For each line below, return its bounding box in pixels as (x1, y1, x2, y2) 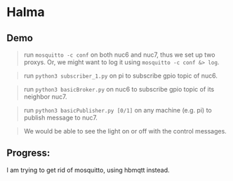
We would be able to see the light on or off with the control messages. (23, 127, 227, 135)
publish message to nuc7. (23, 113, 98, 122)
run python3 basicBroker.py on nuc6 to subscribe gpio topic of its (23, 85, 215, 93)
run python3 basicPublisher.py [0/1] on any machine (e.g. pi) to (23, 106, 212, 114)
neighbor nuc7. (23, 92, 67, 101)
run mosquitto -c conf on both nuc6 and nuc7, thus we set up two (23, 50, 215, 59)
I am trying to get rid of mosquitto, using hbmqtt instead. (6, 166, 170, 174)
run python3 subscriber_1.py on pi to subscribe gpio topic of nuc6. (23, 71, 218, 80)
